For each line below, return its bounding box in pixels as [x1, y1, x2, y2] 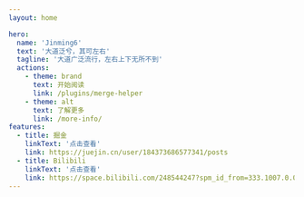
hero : [8, 29, 29, 39]
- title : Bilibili [16, 156, 87, 165]
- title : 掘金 [16, 131, 67, 141]
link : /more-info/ [32, 114, 103, 123]
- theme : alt [25, 97, 74, 106]
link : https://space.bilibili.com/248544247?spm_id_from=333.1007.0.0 [25, 173, 298, 182]
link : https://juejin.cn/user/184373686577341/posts [25, 148, 229, 157]
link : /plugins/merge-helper [32, 88, 143, 98]
